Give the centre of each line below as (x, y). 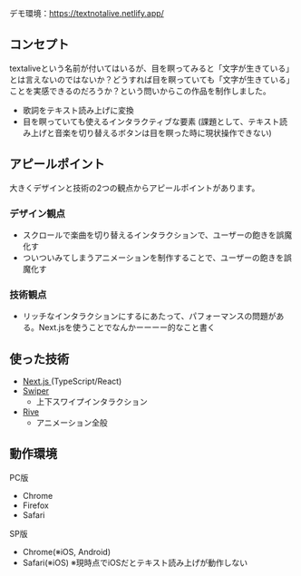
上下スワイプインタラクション (92, 402)
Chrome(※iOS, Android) (67, 552)
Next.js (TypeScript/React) (72, 381)
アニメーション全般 (72, 423)
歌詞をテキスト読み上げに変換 (78, 110)
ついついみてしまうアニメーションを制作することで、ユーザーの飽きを (153, 258)
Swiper (36, 391)
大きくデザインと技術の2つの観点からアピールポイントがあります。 (135, 188)
